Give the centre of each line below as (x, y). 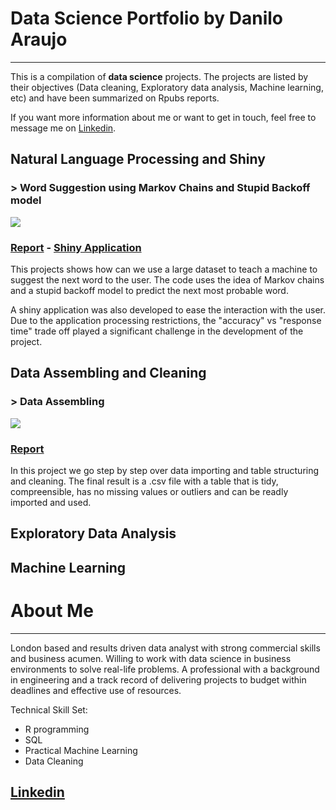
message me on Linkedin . (63, 128)
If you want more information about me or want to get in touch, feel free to (163, 117)
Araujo (39, 39)
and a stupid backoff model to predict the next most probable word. (149, 290)
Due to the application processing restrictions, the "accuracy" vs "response (166, 320)
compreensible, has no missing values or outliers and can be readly (149, 491)
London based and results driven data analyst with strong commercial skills (165, 648)
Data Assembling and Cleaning (108, 373)
